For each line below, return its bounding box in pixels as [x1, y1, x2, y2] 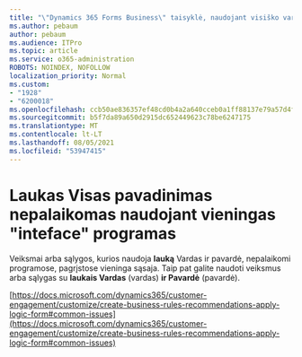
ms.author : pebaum [9, 22, 78, 30]
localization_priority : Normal [9, 72, 127, 81]
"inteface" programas [9, 223, 177, 243]
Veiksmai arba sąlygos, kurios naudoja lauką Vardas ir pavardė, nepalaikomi [9, 253, 291, 264]
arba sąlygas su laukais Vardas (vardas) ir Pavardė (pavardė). [9, 272, 241, 283]
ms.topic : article [9, 47, 78, 56]
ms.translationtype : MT [9, 122, 99, 131]
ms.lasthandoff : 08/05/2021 [9, 138, 115, 147]
